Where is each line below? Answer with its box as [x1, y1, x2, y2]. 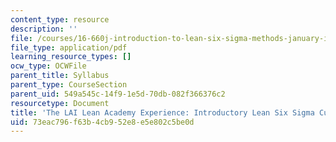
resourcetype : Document [10, 98, 110, 108]
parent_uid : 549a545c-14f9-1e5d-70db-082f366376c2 [10, 89, 226, 99]
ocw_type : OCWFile [10, 61, 87, 71]
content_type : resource [10, 14, 110, 25]
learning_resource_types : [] [10, 52, 132, 62]
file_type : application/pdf [10, 42, 128, 53]
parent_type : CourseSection [10, 80, 128, 90]
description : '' [10, 24, 78, 34]
